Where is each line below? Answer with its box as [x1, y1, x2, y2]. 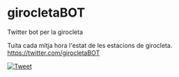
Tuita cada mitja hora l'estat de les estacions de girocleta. [7, 41, 173, 49]
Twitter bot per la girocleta [7, 28, 84, 36]
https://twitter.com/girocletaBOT [7, 49, 100, 57]
